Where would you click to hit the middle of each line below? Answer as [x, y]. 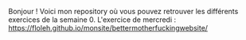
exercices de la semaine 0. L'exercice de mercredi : [92, 20]
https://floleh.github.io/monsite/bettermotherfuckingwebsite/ [108, 28]
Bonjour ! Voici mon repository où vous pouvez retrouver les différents [123, 11]
